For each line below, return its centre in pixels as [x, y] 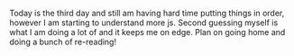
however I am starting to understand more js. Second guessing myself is [144, 23]
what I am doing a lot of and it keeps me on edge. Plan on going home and [147, 32]
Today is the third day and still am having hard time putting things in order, [147, 13]
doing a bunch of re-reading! [63, 42]
